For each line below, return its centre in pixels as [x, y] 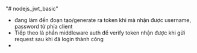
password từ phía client [43, 26]
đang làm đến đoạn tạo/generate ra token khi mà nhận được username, [102, 20]
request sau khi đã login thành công [59, 39]
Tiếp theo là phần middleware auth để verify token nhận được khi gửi [100, 33]
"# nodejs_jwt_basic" [32, 9]
